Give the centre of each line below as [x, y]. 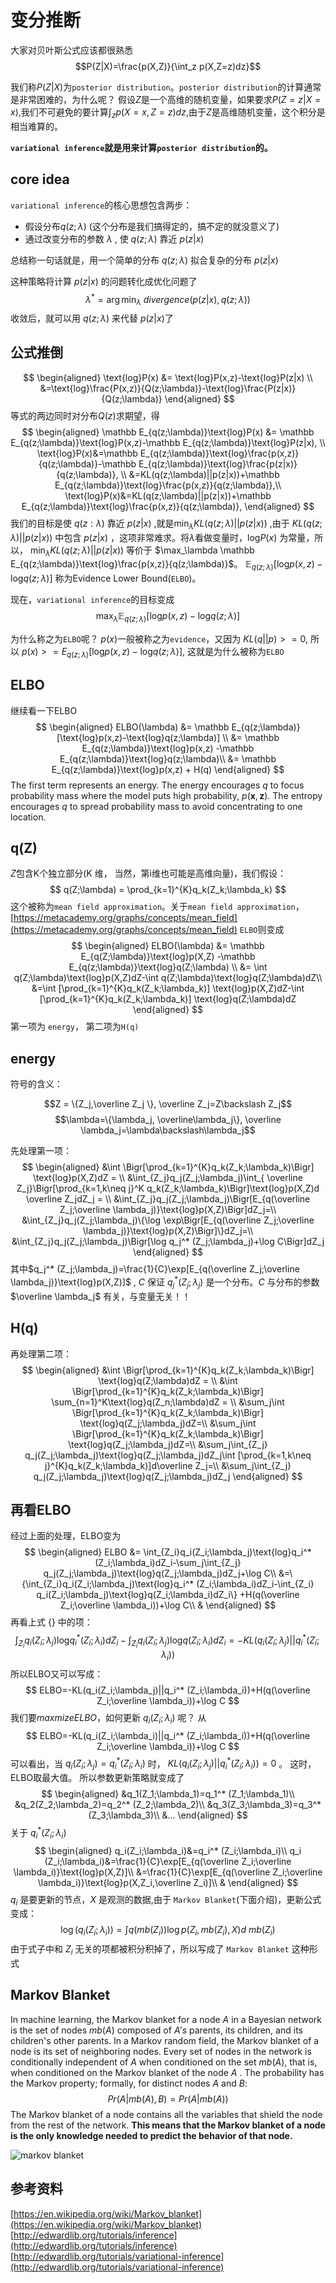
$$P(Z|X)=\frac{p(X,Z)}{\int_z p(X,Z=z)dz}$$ [168, 66]
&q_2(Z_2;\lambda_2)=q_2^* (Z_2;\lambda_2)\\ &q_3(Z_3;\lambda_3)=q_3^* [168, 1805]
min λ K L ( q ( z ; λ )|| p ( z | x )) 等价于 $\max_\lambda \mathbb [142, 551]
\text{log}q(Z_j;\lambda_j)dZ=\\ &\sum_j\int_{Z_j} [168, 1444]
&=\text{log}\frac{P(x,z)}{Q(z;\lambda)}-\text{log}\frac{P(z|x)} [168, 388]
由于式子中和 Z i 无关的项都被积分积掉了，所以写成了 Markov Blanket [150, 1950]
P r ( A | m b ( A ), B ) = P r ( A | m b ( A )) [168, 2098]
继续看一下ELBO [44, 710]
